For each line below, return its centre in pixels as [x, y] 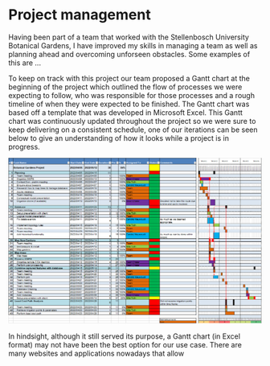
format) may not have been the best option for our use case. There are [125, 345]
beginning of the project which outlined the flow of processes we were [125, 87]
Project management [80, 15]
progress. [24, 146]
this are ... [25, 63]
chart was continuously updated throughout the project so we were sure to [132, 121]
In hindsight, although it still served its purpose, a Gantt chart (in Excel [125, 336]
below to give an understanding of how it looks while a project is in [119, 138]
